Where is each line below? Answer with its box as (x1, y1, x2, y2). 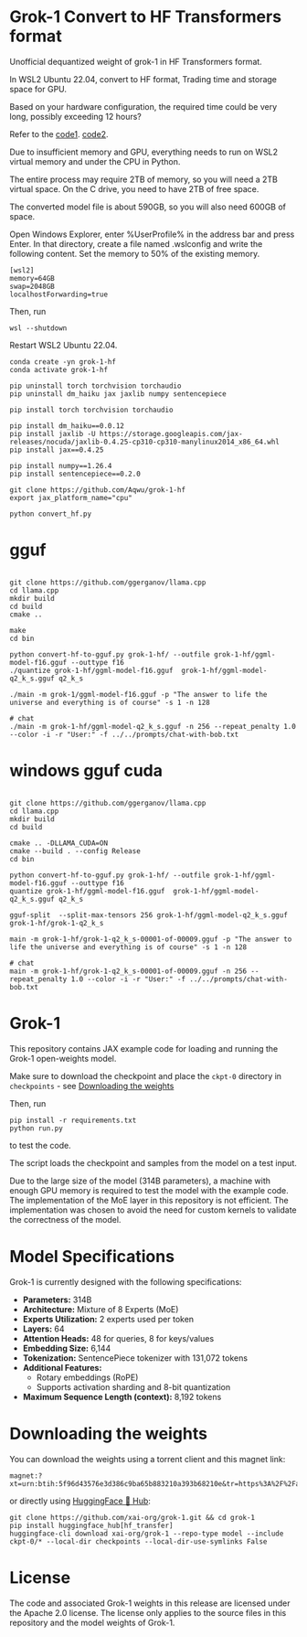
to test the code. (9, 1139, 71, 1150)
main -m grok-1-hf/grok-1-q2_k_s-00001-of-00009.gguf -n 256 (9, 967, 248, 976)
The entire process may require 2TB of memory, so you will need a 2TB (9, 174, 279, 185)
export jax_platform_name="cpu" (9, 493, 132, 502)
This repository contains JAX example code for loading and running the (9, 1043, 279, 1054)
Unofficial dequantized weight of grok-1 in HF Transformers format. (9, 56, 262, 67)
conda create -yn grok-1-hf (9, 357, 117, 367)
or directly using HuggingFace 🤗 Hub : (9, 1495, 151, 1506)
